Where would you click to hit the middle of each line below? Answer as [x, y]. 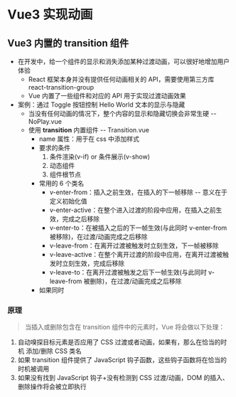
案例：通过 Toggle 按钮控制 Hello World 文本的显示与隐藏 [101, 105]
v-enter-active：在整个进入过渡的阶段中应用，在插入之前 [133, 210]
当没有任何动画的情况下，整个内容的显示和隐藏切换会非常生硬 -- [122, 113]
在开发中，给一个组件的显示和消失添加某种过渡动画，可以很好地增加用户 [123, 62]
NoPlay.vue [45, 121]
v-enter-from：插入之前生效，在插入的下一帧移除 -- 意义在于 [138, 192]
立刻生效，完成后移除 [93, 263]
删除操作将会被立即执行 [52, 387]
